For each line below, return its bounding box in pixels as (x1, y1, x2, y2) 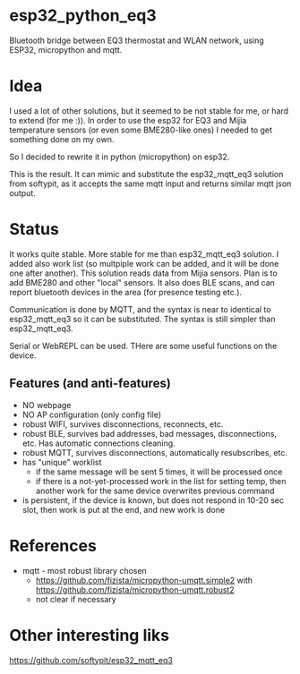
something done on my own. (9, 133, 115, 144)
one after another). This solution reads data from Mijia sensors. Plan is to (9, 268, 278, 278)
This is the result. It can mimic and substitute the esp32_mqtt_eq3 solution (9, 168, 284, 179)
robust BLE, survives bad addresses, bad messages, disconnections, (21, 428, 278, 439)
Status (9, 219, 60, 240)
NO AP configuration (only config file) (21, 409, 162, 420)
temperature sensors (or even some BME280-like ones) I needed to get (9, 124, 273, 135)
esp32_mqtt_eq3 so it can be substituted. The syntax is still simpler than (9, 313, 276, 324)
